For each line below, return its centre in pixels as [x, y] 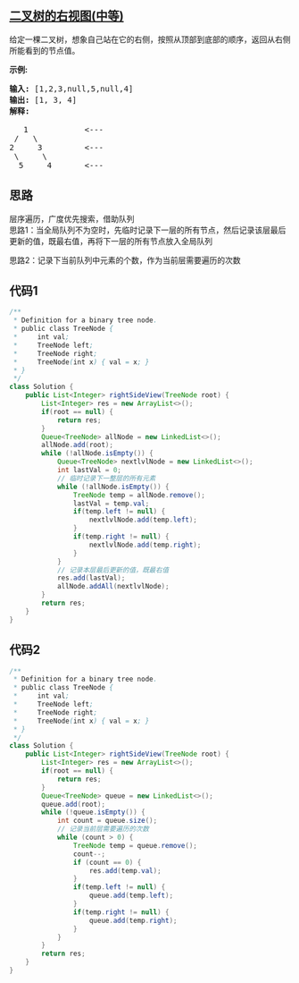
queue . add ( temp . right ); [133, 920]
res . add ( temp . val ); [125, 870]
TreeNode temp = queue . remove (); [135, 845]
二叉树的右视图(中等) [66, 16]
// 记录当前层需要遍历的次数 [103, 829]
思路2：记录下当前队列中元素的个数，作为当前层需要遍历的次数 [125, 260]
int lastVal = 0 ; [89, 470]
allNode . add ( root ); [78, 445]
